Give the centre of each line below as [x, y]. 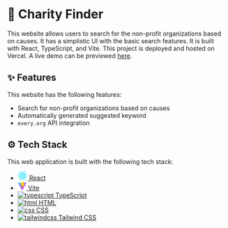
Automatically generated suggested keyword [82, 115]
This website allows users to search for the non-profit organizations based [114, 33]
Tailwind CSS [77, 217]
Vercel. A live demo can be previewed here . [70, 56]
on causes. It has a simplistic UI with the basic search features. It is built [111, 40]
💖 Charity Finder [55, 14]
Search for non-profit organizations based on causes [93, 108]
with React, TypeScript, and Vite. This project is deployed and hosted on [111, 48]
